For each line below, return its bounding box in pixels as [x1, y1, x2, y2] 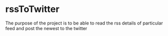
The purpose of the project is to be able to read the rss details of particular [5, 20, 163, 26]
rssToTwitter [5, 3, 60, 15]
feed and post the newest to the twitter [5, 25, 88, 31]
